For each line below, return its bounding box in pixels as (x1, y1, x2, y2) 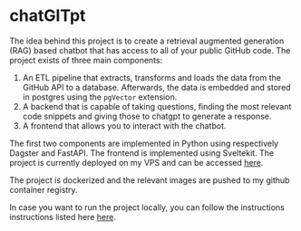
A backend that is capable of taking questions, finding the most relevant (22, 101, 292, 111)
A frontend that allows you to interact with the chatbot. (22, 120, 227, 131)
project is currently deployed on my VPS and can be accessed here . (9, 157, 264, 168)
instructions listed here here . (9, 211, 116, 222)
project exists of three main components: (9, 54, 163, 65)
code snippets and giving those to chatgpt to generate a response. (22, 111, 272, 121)
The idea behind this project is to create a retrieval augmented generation (9, 35, 285, 46)
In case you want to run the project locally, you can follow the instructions (9, 201, 286, 213)
